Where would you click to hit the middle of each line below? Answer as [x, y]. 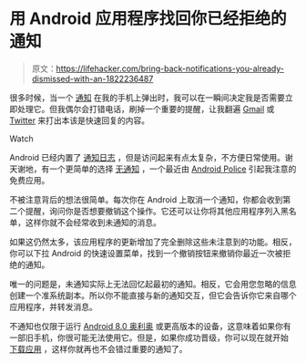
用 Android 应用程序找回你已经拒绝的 [148, 19]
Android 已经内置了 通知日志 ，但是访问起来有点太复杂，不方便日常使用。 [147, 157]
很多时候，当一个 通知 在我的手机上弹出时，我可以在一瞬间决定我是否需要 [147, 98]
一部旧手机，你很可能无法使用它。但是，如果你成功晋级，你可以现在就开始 [149, 337]
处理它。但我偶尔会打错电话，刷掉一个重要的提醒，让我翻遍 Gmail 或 [146, 109]
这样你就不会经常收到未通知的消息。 [93, 222]
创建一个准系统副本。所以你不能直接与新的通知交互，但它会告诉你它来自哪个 [153, 295]
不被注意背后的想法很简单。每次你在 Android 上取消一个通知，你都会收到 [146, 199]
